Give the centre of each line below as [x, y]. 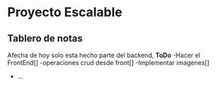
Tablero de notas [45, 38]
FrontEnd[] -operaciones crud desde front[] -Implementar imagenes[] [108, 63]
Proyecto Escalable [65, 12]
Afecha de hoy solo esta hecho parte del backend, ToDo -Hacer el [104, 55]
